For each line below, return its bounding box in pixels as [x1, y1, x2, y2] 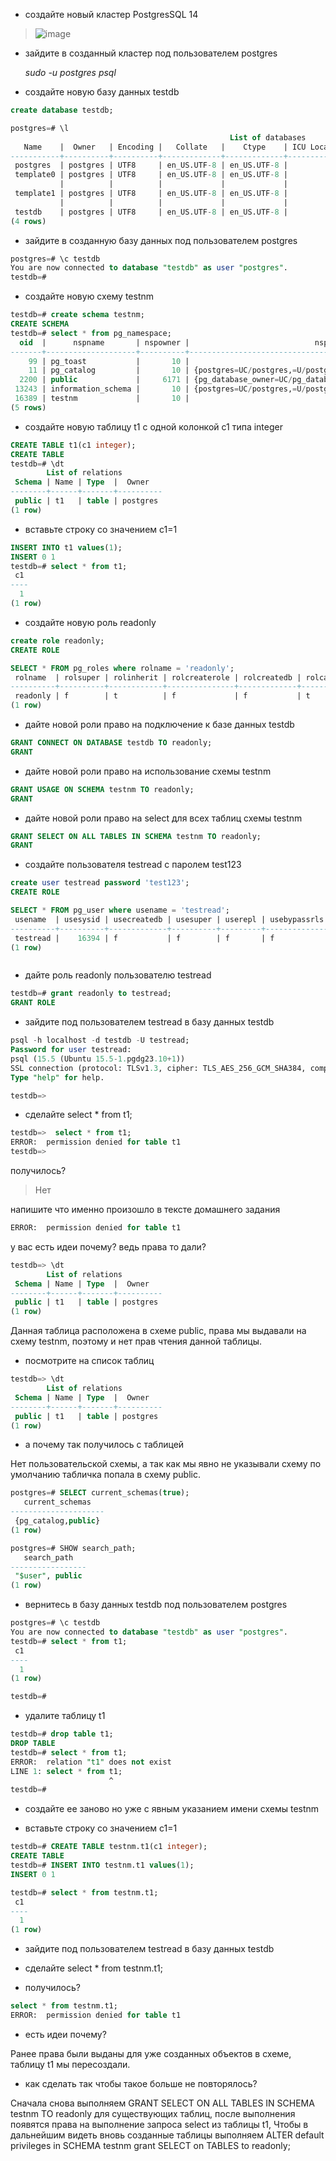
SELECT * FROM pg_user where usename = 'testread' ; [10, 905, 230, 915]
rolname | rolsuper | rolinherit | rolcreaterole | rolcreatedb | [14, 672, 302, 683]
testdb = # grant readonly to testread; [10, 989, 172, 999]
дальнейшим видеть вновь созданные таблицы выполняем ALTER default [10, 2129, 325, 2141]
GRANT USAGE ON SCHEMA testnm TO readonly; [10, 784, 195, 794]
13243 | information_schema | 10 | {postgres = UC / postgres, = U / [14, 384, 307, 394]
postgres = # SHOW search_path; [10, 1543, 137, 1553]
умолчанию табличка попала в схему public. [10, 1469, 202, 1481]
